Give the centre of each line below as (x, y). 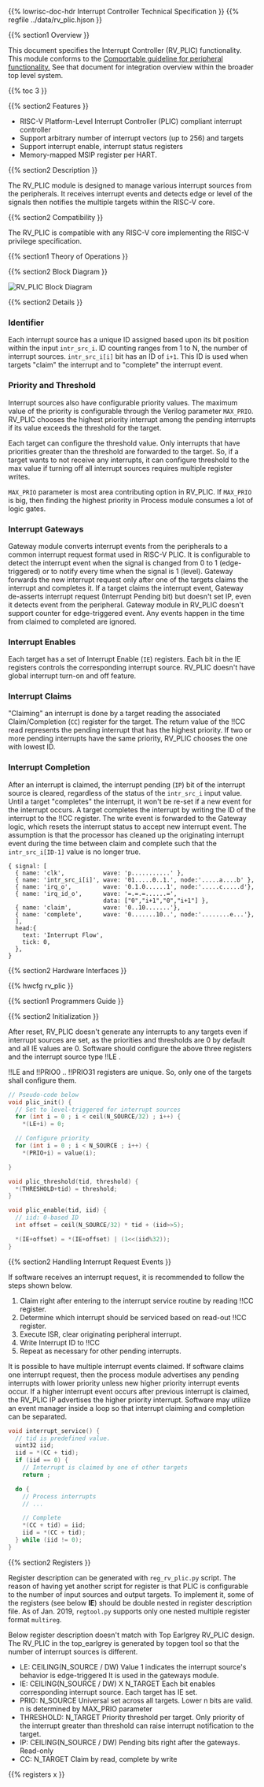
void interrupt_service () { (54, 1431)
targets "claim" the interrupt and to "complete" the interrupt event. (115, 365)
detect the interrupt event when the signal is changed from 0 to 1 (113, 562)
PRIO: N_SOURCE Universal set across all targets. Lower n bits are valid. (136, 1700)
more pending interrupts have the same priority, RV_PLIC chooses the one (128, 739)
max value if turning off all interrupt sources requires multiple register (121, 468)
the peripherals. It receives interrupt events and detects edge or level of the (130, 194)
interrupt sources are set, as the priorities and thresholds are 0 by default (127, 1039)
